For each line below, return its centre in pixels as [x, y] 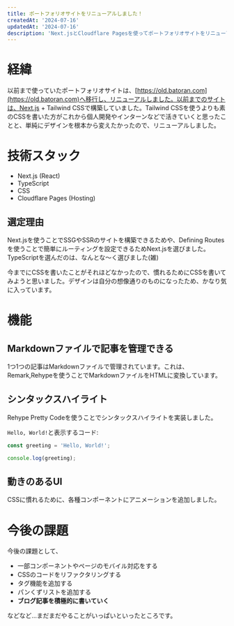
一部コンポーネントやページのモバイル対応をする [87, 566]
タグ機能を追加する [45, 583]
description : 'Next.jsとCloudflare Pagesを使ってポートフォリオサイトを [106, 33]
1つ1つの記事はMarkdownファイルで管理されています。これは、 [98, 366]
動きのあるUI [35, 481]
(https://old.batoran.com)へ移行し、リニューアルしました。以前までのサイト [116, 99]
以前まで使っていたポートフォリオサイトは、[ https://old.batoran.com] [107, 91]
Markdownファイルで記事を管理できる [91, 349]
